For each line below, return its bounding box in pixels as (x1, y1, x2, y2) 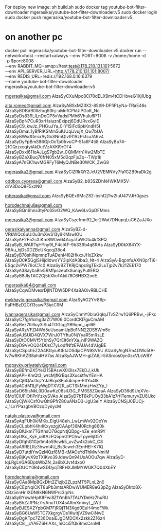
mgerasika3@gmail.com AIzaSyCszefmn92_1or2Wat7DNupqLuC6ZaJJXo (5, 216, 152, 223)
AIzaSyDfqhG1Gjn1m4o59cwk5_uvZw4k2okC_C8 (5, 439, 103, 444)
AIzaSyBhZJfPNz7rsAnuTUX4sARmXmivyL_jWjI (5, 499, 101, 505)
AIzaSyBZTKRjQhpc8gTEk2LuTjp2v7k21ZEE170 (46, 262, 142, 268)
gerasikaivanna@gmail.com (5, 226, 61, 232)
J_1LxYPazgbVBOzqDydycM (5, 403, 61, 409)
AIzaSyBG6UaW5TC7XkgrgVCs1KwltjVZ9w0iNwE (5, 510, 105, 516)
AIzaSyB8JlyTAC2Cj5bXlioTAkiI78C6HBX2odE (5, 272, 97, 279)
